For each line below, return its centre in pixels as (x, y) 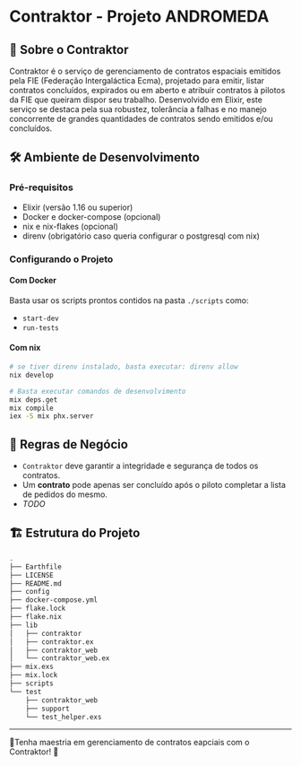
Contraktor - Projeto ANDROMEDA (139, 17)
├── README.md (36, 583)
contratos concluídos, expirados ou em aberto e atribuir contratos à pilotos (147, 90)
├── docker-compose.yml (54, 600)
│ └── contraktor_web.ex (60, 658)
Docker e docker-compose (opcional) (91, 216)
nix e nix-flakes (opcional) (70, 226)
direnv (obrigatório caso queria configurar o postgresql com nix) (141, 236)
